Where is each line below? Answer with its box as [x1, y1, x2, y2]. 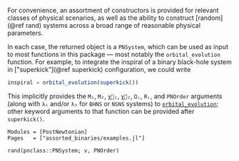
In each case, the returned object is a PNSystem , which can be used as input [7, 43, 228, 51]
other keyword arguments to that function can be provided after [7, 107, 195, 115]
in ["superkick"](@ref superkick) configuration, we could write [7, 66, 191, 73]
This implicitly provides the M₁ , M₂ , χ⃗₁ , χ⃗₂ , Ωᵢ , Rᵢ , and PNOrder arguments [7, 92, 223, 100]
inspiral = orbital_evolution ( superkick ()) [7, 79, 139, 86]
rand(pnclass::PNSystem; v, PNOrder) [7, 147, 120, 154]
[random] [195, 14, 223, 22]
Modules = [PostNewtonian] [7, 128, 88, 135]
